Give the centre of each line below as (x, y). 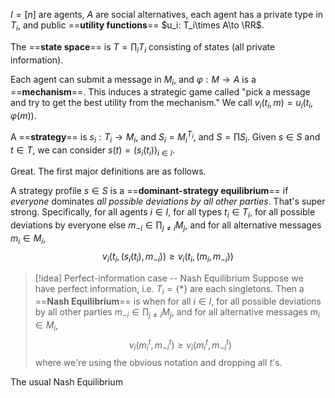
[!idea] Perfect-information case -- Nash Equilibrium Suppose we (169, 278)
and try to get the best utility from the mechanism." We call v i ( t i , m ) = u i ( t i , (162, 104)
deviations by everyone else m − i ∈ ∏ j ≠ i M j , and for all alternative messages (166, 226)
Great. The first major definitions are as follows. (108, 171)
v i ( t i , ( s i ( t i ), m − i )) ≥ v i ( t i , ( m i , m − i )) (168, 257)
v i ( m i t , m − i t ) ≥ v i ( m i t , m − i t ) (180, 345)
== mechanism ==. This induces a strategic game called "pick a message (160, 92)
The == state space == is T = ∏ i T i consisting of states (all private (143, 47)
